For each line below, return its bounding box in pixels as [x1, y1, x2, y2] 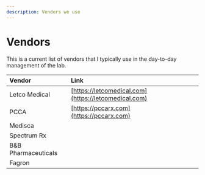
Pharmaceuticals [9, 148, 58, 157]
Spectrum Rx [9, 131, 47, 140]
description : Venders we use [6, 9, 81, 15]
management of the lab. [6, 61, 67, 69]
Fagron [9, 159, 30, 167]
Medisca [9, 121, 35, 129]
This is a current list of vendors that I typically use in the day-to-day [6, 55, 177, 63]
